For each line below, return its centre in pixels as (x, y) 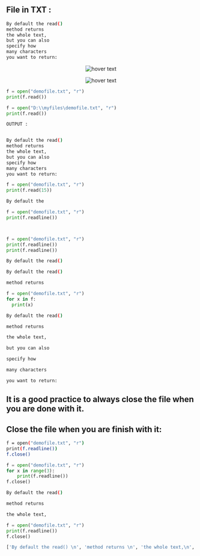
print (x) (23, 305)
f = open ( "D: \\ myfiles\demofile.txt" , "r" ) (62, 108)
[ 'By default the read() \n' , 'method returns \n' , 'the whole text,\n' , (101, 547)
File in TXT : (29, 10)
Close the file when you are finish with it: (84, 429)
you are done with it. (45, 409)
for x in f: (21, 299)
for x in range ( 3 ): (31, 471)
